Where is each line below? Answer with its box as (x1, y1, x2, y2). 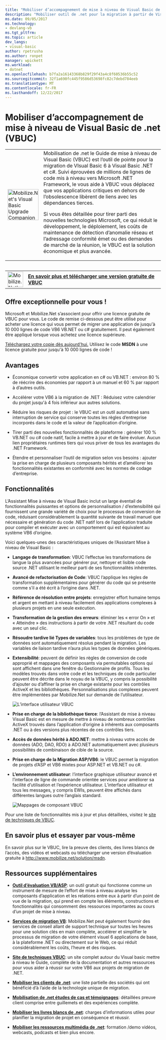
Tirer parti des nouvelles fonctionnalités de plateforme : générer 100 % (12, 429, 157, 435)
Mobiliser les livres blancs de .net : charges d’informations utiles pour (12, 1009, 155, 1015)
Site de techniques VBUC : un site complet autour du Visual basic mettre (12, 954, 160, 960)
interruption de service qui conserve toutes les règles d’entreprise (12, 414, 147, 420)
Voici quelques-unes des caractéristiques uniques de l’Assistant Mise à (5, 539, 150, 545)
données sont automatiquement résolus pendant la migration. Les (12, 640, 146, 646)
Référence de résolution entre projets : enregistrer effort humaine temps (12, 594, 161, 600)
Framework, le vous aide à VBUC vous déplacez (43, 181, 155, 188)
